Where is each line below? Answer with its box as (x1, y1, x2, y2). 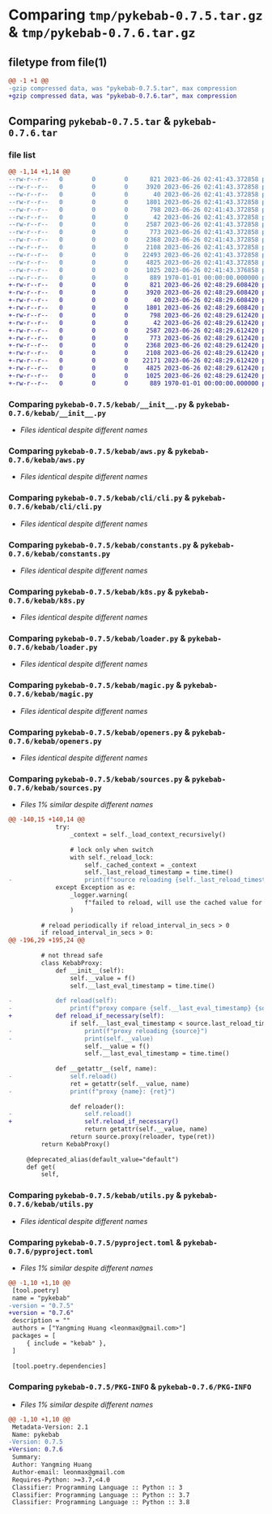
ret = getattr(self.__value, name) (70, 1079, 190, 1088)
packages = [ (11, 1332, 57, 1340)
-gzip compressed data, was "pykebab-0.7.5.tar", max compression (8, 84, 237, 93)
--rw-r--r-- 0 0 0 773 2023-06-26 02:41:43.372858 (8, 228, 259, 236)
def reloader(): (70, 1102, 125, 1110)
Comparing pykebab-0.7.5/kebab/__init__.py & (8, 398, 195, 409)
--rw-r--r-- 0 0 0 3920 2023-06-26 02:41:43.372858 (8, 183, 259, 192)
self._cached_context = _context (84, 861, 198, 869)
